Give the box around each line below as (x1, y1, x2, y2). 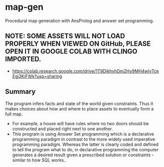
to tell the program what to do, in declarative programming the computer (12, 146, 159, 152)
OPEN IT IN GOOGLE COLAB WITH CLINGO (5, 47, 137, 56)
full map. (5, 111, 23, 117)
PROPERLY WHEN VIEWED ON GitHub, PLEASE (5, 40, 151, 48)
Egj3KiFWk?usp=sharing (12, 73, 62, 79)
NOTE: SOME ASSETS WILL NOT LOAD (5, 32, 125, 40)
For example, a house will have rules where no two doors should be (12, 120, 149, 126)
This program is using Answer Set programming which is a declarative (12, 131, 155, 137)
